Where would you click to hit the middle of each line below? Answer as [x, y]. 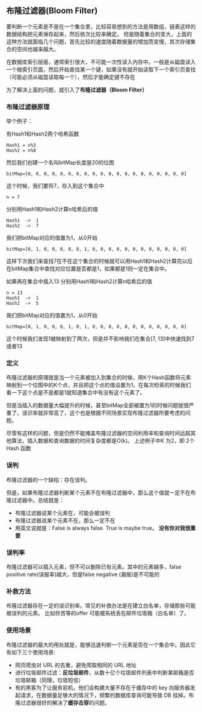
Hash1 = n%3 [21, 145]
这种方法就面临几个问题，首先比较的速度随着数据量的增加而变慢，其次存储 [98, 42]
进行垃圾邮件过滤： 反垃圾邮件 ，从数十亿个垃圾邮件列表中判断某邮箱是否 [104, 672]
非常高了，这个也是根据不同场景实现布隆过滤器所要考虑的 [114, 413]
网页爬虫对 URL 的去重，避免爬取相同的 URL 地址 [76, 665]
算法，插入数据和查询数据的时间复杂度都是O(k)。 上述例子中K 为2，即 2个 [103, 441]
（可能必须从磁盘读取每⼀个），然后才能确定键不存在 [71, 77]
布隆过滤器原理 [28, 107]
